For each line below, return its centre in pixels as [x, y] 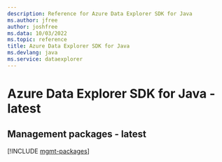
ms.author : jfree [33, 20]
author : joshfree [33, 27]
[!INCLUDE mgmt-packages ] [48, 151]
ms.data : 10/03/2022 [37, 33]
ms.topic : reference [37, 40]
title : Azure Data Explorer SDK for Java [69, 46]
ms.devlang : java [33, 53]
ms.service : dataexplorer [45, 59]
